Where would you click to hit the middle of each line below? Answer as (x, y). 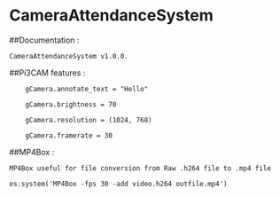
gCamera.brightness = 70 (71, 104)
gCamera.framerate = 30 (69, 135)
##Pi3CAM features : (47, 73)
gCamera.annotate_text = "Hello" (87, 89)
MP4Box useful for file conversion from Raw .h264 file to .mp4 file (140, 168)
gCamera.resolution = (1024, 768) (89, 120)
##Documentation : (44, 40)
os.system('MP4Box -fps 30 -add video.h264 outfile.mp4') (118, 184)
